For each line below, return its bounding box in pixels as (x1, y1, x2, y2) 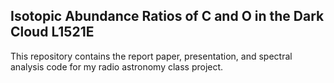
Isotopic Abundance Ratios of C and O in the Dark (10, 8, 325, 25)
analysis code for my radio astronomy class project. (10, 60, 224, 73)
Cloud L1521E (10, 24, 95, 41)
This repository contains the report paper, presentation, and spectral (10, 50, 293, 62)
